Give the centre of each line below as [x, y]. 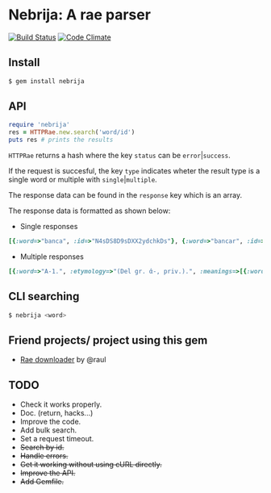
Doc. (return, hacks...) [56, 413]
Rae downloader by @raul [63, 360]
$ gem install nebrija [46, 81]
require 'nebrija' [39, 125]
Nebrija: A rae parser [80, 15]
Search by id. [42, 447]
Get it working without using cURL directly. [91, 465]
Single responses [49, 227]
